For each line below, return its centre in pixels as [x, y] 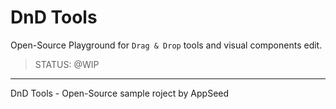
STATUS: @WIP [67, 64]
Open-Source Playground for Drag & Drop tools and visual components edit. [166, 45]
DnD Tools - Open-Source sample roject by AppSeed [120, 93]
